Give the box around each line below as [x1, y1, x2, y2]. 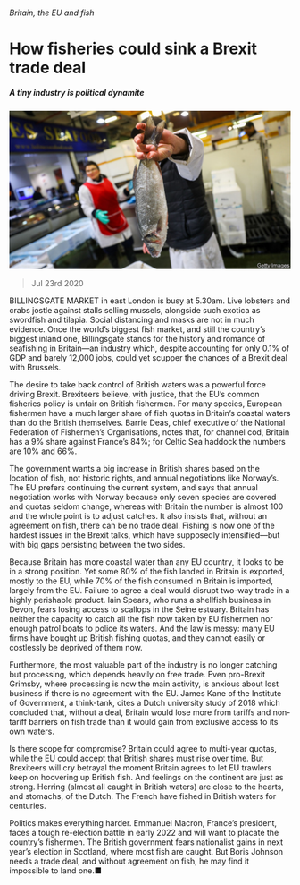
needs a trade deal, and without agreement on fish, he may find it [9, 855, 250, 867]
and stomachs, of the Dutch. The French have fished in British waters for [9, 791, 277, 802]
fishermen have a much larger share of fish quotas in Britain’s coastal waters [9, 408, 291, 419]
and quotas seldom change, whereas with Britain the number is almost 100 [9, 501, 284, 512]
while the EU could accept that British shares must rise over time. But [9, 753, 264, 764]
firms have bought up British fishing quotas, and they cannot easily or [9, 633, 266, 643]
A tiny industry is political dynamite [9, 88, 145, 98]
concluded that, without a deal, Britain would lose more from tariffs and [9, 707, 271, 718]
